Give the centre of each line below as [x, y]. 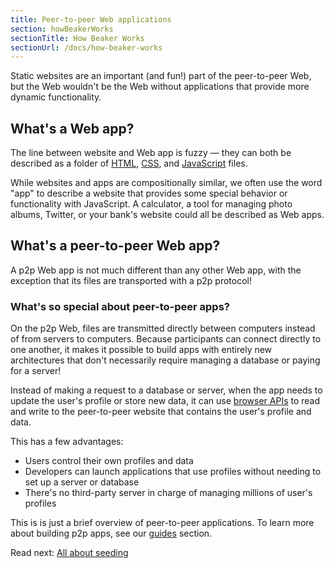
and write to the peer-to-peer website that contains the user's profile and [161, 412]
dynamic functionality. [56, 97]
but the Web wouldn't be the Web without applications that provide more [160, 87]
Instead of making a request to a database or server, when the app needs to [166, 390]
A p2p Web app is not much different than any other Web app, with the [156, 270]
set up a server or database [82, 482]
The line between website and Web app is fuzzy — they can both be [151, 153]
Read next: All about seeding [69, 553]
